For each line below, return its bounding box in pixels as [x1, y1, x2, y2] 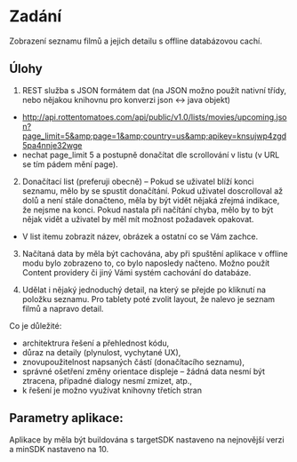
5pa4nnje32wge [21, 139, 83, 150]
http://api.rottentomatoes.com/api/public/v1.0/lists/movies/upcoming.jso [21, 111, 287, 122]
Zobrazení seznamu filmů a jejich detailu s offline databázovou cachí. [9, 36, 262, 46]
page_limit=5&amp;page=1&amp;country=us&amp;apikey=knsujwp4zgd [21, 131, 287, 141]
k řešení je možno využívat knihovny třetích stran [21, 385, 203, 395]
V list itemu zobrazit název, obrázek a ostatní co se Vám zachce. [21, 231, 259, 242]
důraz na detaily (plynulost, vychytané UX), [21, 346, 181, 357]
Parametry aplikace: [9, 410, 124, 426]
